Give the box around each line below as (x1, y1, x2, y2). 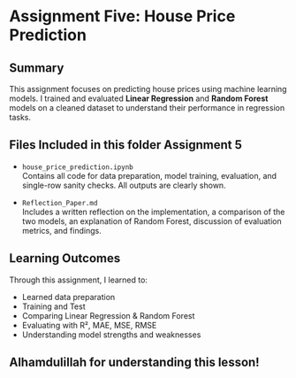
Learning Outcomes (9, 251, 121, 266)
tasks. (9, 112, 32, 122)
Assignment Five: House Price (9, 6, 236, 27)
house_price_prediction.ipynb (21, 162, 134, 172)
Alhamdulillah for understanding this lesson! (9, 355, 260, 370)
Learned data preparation (21, 291, 116, 302)
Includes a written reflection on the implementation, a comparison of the (21, 206, 285, 217)
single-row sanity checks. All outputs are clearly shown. (21, 180, 227, 190)
